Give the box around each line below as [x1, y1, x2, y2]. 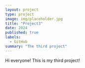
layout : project [5, 7, 39, 12]
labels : [5, 35, 21, 40]
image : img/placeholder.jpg [5, 16, 63, 21]
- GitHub [9, 39, 28, 44]
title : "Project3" [5, 21, 43, 26]
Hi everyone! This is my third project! [5, 57, 80, 63]
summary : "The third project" [5, 44, 68, 49]
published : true [5, 30, 39, 35]
